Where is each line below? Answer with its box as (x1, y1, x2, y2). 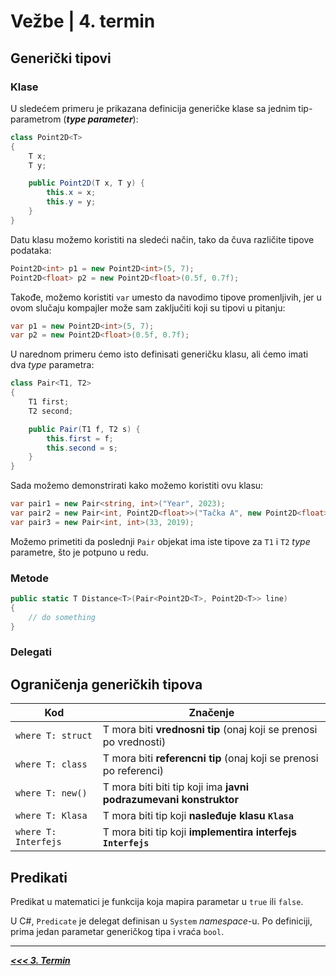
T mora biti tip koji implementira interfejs (102, 825, 297, 839)
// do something (28, 612, 97, 622)
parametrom (10, 113, 62, 125)
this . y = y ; (46, 197, 97, 207)
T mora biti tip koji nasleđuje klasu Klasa (102, 809, 294, 823)
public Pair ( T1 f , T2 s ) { (28, 424, 141, 434)
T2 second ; (28, 406, 74, 416)
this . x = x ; (46, 188, 97, 198)
